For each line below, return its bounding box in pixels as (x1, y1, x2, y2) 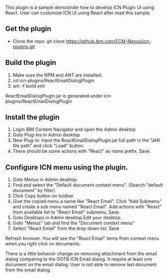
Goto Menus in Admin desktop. (12, 176, 78, 183)
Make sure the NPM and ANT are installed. (12, 72, 103, 78)
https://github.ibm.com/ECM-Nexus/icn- (65, 38, 151, 44)
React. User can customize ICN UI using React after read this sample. (5, 10, 151, 16)
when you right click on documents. (5, 241, 81, 247)
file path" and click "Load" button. (12, 143, 85, 149)
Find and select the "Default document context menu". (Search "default (12, 182, 163, 188)
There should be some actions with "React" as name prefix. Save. (12, 148, 151, 154)
